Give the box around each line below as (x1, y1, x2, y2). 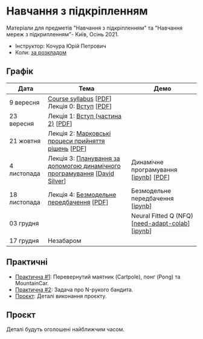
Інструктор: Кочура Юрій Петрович (14, 42, 106, 50)
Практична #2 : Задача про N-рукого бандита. (14, 286, 134, 293)
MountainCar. (14, 279, 50, 286)
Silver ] (47, 176, 66, 185)
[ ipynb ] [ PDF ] (130, 173, 170, 181)
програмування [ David (47, 169, 115, 178)
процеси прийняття (47, 137, 105, 145)
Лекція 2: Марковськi (47, 129, 111, 137)
